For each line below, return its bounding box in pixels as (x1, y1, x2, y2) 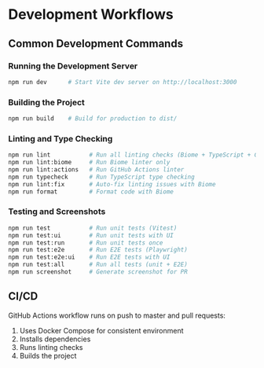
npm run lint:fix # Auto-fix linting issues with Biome (8, 180, 216, 188)
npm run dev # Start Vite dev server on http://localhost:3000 (8, 78, 237, 86)
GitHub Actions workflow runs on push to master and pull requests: (8, 311, 226, 320)
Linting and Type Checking (8, 133, 113, 144)
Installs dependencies (19, 334, 91, 344)
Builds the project (19, 351, 77, 360)
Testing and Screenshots (8, 206, 106, 217)
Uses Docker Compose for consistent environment (19, 326, 184, 335)
